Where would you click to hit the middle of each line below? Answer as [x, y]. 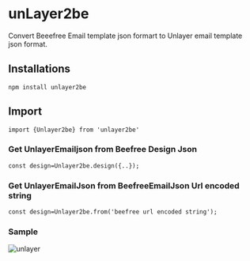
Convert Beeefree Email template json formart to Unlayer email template [125, 36]
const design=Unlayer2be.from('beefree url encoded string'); [113, 212]
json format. [28, 43]
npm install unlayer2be [47, 87]
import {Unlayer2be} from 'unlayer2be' [74, 130]
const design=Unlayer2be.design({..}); [74, 166]
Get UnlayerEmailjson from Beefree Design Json [103, 149]
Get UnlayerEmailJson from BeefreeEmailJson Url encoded [124, 185]
